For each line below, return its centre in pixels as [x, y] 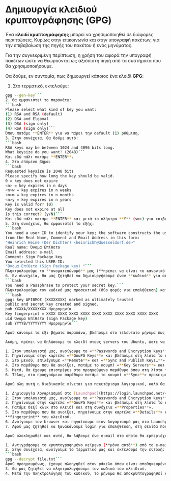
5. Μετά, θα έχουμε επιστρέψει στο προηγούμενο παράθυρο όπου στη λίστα [84, 370]
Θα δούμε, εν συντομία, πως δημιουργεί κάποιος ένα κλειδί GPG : [75, 76]
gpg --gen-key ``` [24, 95]
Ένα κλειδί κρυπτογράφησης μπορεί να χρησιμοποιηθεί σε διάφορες [79, 34]
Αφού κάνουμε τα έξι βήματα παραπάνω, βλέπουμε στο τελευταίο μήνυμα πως [85, 333]
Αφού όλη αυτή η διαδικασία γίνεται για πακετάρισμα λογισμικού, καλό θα [85, 384]
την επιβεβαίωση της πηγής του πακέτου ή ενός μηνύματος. [69, 45]
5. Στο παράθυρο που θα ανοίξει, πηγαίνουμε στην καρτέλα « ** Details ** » [84, 413]
